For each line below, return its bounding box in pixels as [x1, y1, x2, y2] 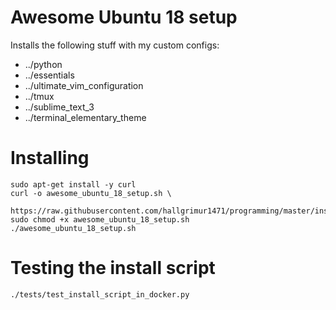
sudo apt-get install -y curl [10, 179, 137, 190]
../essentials [24, 69, 75, 81]
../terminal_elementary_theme [24, 111, 147, 123]
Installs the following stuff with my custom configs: [10, 39, 220, 51]
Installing [10, 147, 90, 170]
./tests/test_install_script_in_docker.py [10, 289, 190, 300]
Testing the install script [10, 257, 216, 280]
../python [24, 58, 63, 70]
